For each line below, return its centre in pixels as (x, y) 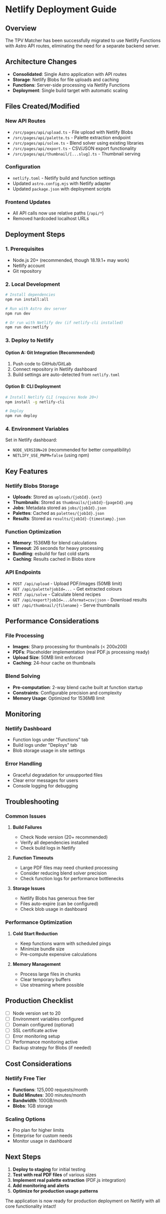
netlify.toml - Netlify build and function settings (64, 178)
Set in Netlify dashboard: (31, 440)
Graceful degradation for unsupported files (58, 775)
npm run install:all (27, 299)
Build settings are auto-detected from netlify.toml (66, 375)
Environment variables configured (48, 1019)
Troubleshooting (32, 802)
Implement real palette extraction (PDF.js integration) (69, 1180)
